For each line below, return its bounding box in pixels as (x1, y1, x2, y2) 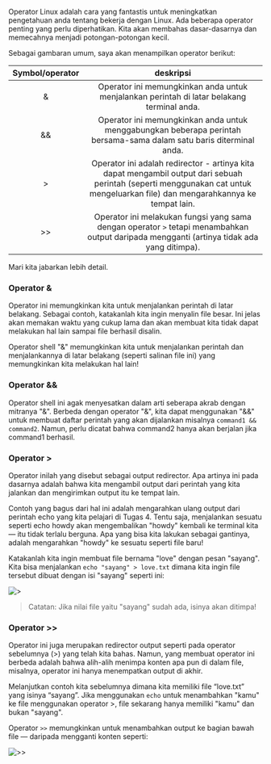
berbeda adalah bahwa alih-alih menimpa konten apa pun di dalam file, (8, 657, 244, 667)
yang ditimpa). (145, 241, 200, 253)
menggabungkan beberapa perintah (104, 124, 242, 136)
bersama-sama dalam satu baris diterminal (91, 135, 255, 145)
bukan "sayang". (8, 707, 64, 717)
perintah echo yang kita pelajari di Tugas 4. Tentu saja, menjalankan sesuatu (8, 512, 262, 522)
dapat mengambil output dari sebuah (102, 168, 244, 178)
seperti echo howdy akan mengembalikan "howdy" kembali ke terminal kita (8, 520, 259, 530)
